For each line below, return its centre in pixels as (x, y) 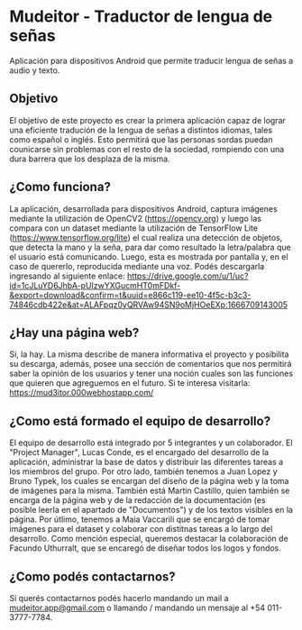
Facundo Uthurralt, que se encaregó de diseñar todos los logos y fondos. (146, 548)
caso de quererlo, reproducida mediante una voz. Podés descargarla (137, 266)
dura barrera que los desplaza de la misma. (90, 159)
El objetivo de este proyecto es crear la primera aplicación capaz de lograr (148, 120)
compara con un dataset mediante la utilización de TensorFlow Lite (134, 228)
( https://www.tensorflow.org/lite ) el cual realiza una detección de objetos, (146, 237)
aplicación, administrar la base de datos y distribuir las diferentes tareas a (146, 462)
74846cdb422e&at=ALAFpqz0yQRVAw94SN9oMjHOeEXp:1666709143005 (149, 305)
